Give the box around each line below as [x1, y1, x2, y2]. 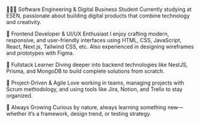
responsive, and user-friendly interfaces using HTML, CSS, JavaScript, [6, 37, 182, 43]
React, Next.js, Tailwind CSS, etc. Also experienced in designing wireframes [6, 43, 194, 50]
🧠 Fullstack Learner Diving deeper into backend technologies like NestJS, [6, 61, 188, 68]
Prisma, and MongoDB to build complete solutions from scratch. [6, 68, 165, 75]
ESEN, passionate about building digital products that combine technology [6, 12, 190, 19]
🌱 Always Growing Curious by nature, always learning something [6, 104, 166, 111]
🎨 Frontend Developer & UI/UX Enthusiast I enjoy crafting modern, [6, 30, 169, 37]
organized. [6, 92, 33, 99]
